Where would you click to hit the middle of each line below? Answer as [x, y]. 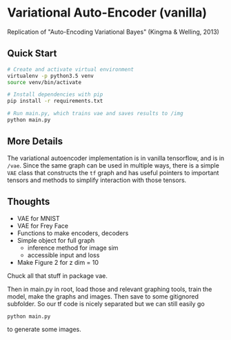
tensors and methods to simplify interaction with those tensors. [97, 180]
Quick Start [32, 53]
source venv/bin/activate [44, 82]
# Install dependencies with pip [55, 94]
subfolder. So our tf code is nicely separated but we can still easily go [106, 303]
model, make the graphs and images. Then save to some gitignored [103, 296]
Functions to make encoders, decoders [73, 233]
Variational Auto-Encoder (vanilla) [107, 13]
